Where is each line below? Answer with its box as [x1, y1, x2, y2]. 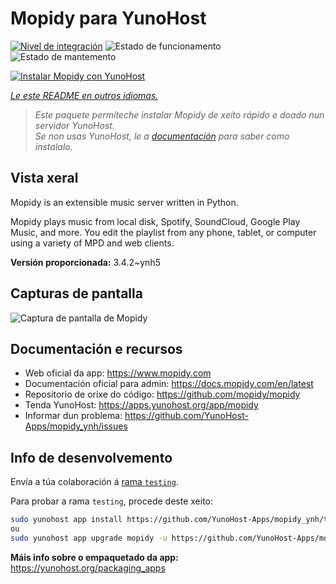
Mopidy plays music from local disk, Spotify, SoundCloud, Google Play [10, 215, 301, 227]
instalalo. [34, 140, 73, 152]
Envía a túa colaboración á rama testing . [10, 476, 179, 488]
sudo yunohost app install [10, 515, 123, 525]
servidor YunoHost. [34, 119, 115, 131]
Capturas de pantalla [10, 285, 143, 302]
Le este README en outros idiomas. [10, 89, 159, 101]
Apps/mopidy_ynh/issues [24, 420, 128, 432]
